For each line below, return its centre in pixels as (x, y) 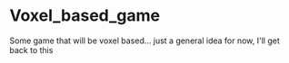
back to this (31, 49)
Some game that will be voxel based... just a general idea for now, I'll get (144, 40)
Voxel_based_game (85, 16)
